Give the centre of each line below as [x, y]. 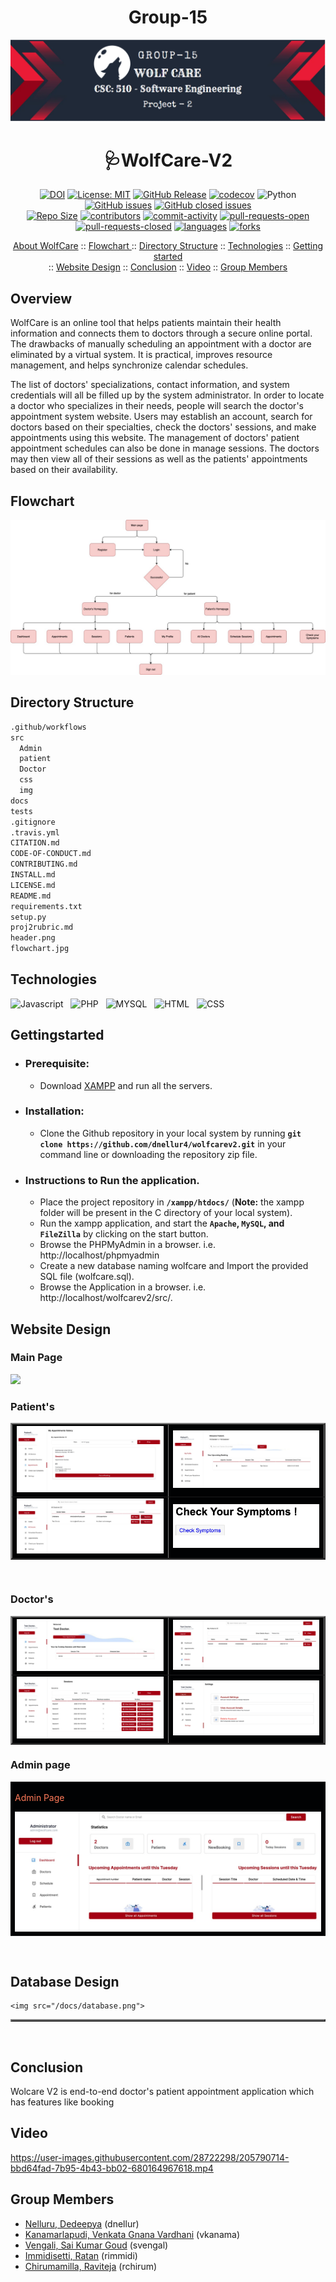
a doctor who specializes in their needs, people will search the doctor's [157, 406]
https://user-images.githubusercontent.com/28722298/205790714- [150, 2157]
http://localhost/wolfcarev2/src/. [106, 1298]
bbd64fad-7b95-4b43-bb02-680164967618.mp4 [112, 2168]
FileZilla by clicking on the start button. [124, 1234]
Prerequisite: [57, 1064]
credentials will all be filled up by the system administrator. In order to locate [167, 395]
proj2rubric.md [42, 927]
